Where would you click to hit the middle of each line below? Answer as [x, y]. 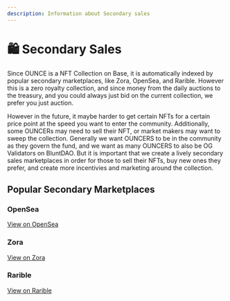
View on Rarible [29, 290]
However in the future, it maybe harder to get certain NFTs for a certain [109, 116]
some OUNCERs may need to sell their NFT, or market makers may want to [114, 131]
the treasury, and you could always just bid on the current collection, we [110, 95]
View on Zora [26, 257]
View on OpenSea [33, 224]
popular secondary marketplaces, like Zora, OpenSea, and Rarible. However [115, 80]
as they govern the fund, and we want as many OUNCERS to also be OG [110, 146]
